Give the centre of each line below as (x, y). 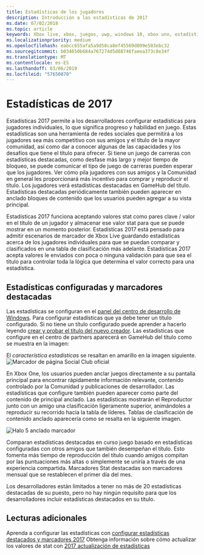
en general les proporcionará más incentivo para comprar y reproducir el (97, 179)
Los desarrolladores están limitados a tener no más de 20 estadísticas (94, 486)
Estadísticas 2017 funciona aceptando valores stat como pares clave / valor (101, 217)
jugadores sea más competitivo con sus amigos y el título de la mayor (93, 140)
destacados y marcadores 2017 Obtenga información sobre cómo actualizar (101, 539)
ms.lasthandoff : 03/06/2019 (42, 68)
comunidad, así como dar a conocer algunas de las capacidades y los (93, 147)
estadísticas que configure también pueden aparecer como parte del (92, 393)
